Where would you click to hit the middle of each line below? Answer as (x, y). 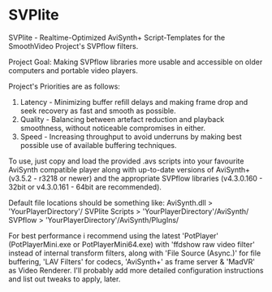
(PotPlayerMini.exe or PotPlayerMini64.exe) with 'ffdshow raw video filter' (132, 244)
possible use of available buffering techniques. (98, 145)
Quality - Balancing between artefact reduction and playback (122, 119)
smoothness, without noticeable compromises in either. (112, 128)
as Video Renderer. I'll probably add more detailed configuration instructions (136, 270)
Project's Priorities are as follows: (64, 86)
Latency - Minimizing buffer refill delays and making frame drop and (134, 102)
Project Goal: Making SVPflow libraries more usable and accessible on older (136, 62)
